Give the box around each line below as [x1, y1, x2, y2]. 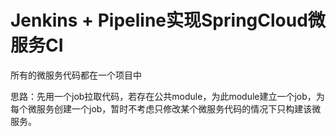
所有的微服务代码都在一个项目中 [10, 69, 142, 81]
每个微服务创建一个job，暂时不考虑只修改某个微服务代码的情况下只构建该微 [10, 102, 322, 115]
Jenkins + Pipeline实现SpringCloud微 [10, 9, 326, 32]
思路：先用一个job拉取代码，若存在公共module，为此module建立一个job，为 [10, 90, 325, 102]
